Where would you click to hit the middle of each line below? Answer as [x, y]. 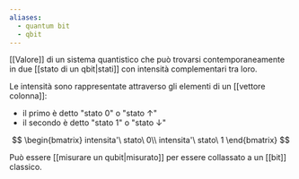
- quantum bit [44, 26]
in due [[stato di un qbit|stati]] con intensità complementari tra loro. [133, 69]
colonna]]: [28, 96]
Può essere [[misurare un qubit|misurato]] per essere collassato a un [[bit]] [148, 158]
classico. [26, 167]
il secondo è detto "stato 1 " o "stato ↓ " [94, 123]
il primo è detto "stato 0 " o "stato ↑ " [89, 114]
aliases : [26, 17]
